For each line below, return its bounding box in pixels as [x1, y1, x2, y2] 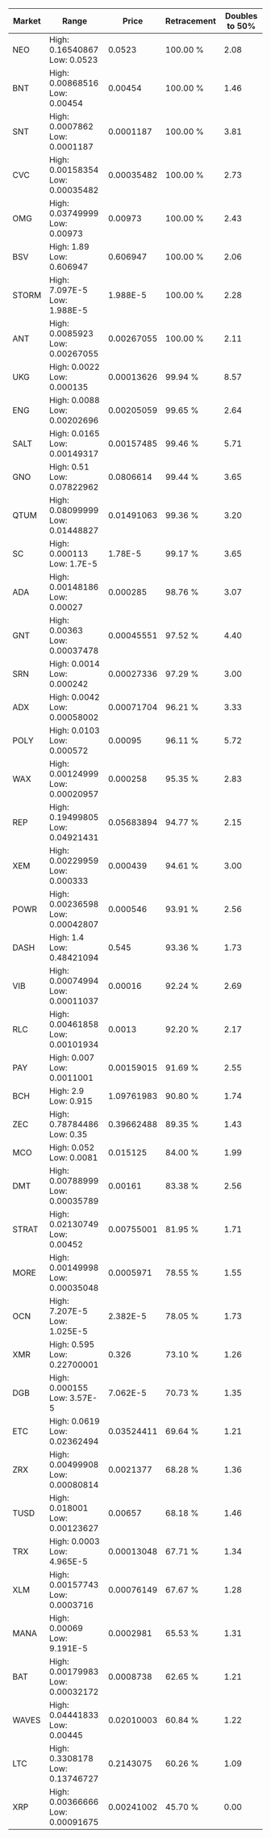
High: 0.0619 [49, 1415, 100, 1427]
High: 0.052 [49, 1142, 95, 1153]
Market [12, 15, 42, 27]
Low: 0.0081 [49, 1152, 98, 1163]
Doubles [224, 11, 258, 21]
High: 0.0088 [49, 395, 100, 406]
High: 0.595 [49, 1339, 95, 1350]
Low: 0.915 [49, 1096, 93, 1106]
